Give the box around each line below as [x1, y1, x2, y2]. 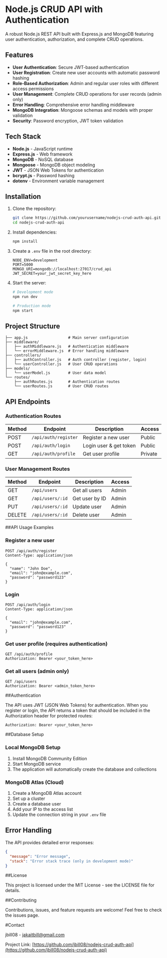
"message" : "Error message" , [10, 854, 71, 859]
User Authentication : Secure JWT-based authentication [12, 64, 129, 70]
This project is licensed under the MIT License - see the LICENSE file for [5, 882, 154, 888]
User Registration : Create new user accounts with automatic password [12, 69, 160, 76]
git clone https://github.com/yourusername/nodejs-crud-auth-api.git [12, 215, 161, 220]
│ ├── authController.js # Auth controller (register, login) [5, 357, 147, 362]
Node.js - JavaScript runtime [12, 145, 73, 152]
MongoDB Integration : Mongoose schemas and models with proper [12, 107, 153, 113]
